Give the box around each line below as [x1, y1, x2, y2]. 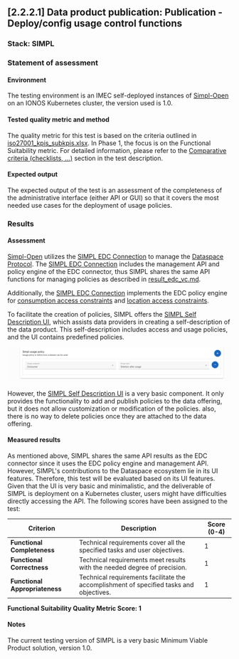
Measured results [7, 436, 61, 444]
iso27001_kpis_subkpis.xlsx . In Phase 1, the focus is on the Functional [7, 139, 211, 147]
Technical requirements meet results [79, 555, 186, 564]
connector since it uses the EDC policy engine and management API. [7, 459, 209, 468]
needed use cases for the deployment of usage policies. [7, 201, 173, 209]
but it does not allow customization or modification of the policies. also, [7, 404, 216, 413]
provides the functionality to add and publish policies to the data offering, [7, 396, 223, 405]
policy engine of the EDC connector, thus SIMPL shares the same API [7, 267, 211, 275]
